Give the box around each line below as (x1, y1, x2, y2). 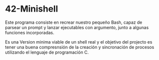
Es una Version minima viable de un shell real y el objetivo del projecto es (5, 39, 153, 45)
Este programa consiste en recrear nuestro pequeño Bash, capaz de (5, 19, 142, 25)
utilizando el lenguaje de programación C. (5, 49, 89, 55)
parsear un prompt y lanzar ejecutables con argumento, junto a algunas (5, 24, 149, 30)
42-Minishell (5, 3, 59, 15)
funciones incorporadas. (5, 30, 55, 35)
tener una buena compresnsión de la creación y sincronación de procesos (5, 44, 155, 50)
